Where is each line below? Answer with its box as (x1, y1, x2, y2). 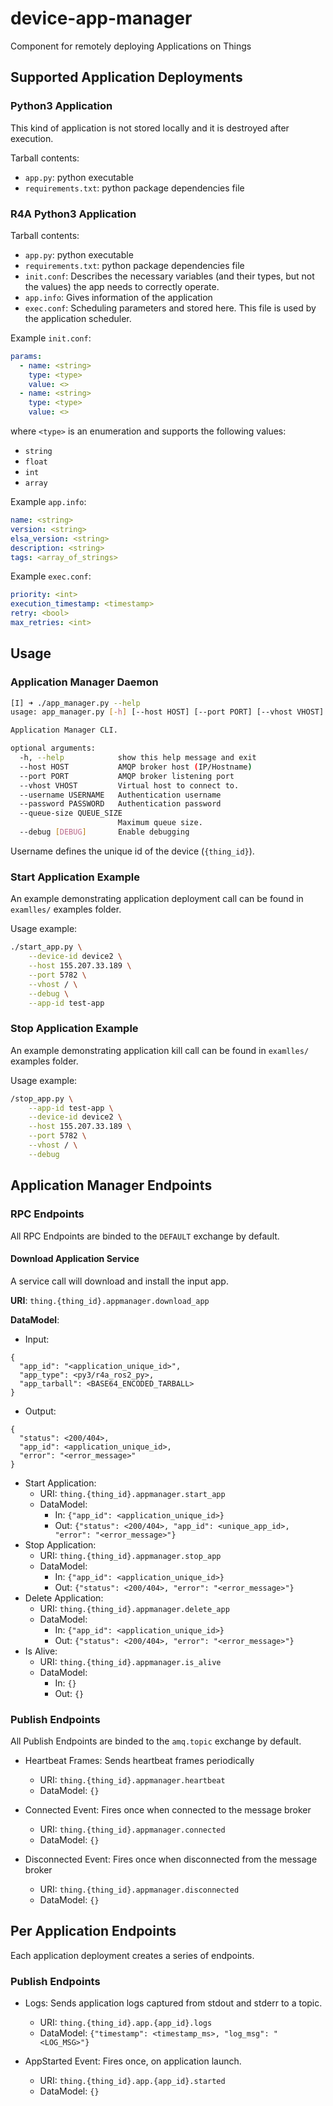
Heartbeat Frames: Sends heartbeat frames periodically (24, 1755, 255, 1767)
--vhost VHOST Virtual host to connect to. (19, 780, 240, 791)
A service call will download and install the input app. (10, 1275, 229, 1287)
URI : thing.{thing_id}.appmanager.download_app (10, 1294, 210, 1306)
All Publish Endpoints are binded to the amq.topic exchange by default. (10, 1735, 302, 1747)
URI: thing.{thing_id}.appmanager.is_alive (39, 1655, 222, 1667)
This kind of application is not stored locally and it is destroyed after (10, 122, 290, 134)
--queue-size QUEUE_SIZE (19, 808, 123, 819)
